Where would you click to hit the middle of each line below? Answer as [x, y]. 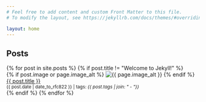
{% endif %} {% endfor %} [40, 93]
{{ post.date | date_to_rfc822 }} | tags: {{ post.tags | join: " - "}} [73, 87]
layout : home [23, 29]
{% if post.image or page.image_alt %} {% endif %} [101, 75]
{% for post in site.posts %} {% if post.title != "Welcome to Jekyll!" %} [95, 68]
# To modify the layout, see [44, 18]
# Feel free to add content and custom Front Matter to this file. [94, 12]
